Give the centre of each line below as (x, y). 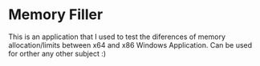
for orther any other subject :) (57, 53)
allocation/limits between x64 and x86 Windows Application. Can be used (130, 45)
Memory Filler (56, 15)
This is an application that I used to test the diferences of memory (117, 37)
